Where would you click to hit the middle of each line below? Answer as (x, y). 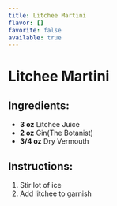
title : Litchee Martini (47, 15)
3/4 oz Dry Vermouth (54, 141)
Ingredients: (39, 105)
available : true (35, 37)
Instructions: (41, 166)
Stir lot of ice (40, 185)
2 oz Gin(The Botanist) (56, 133)
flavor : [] (26, 23)
